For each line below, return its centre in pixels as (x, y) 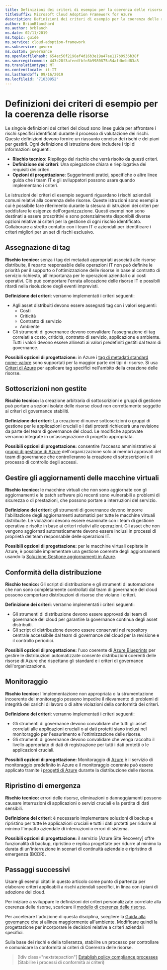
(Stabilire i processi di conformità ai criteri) (61, 963)
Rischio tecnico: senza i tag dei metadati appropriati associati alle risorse (80, 260)
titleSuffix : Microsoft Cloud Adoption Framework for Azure (69, 14)
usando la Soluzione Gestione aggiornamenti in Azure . (61, 557)
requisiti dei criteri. (32, 169)
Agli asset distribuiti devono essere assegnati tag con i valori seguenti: (84, 305)
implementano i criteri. (35, 185)
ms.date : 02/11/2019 (27, 33)
